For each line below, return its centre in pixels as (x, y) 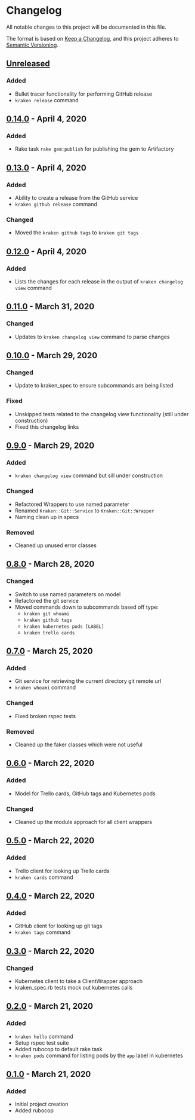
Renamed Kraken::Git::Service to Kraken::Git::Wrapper (84, 510)
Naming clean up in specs (47, 517)
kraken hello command (44, 1036)
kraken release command (47, 100)
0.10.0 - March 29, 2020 (52, 355)
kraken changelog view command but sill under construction (89, 475)
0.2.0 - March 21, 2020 (50, 1006)
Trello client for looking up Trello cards (62, 871)
